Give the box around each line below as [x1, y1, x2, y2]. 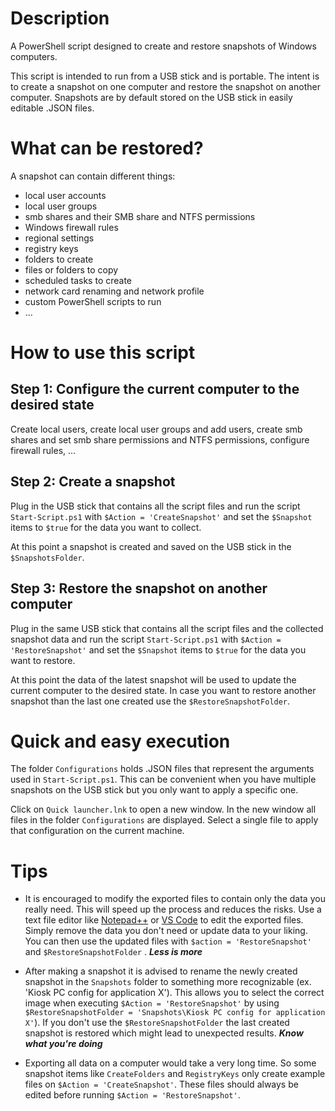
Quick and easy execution [10, 730, 231, 752]
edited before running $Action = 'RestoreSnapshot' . [24, 1089, 241, 1101]
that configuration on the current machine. [10, 825, 185, 837]
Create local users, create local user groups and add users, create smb [10, 423, 303, 435]
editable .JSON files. [10, 102, 95, 114]
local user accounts [24, 189, 107, 201]
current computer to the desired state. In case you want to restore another [10, 684, 317, 696]
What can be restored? [10, 137, 204, 160]
